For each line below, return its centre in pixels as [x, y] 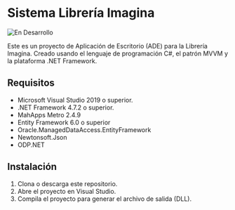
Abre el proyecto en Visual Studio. [67, 191]
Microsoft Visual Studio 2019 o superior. [75, 100]
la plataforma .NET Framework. [52, 60]
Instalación [32, 167]
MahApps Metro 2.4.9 [49, 114]
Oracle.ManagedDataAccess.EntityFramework [84, 130]
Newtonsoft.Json [42, 137]
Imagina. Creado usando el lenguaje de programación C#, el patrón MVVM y [118, 53]
